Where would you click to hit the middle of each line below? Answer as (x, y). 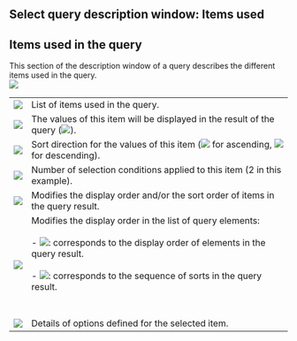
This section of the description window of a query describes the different (142, 66)
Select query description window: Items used (137, 15)
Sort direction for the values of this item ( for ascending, (152, 145)
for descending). (66, 155)
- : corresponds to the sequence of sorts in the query (147, 276)
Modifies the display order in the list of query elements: (146, 221)
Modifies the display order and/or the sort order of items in (153, 195)
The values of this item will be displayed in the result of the (153, 119)
